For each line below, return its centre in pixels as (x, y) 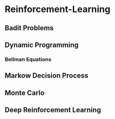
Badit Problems (29, 28)
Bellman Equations (28, 59)
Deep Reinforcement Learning (53, 110)
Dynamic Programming (42, 45)
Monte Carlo (25, 93)
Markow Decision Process (47, 76)
